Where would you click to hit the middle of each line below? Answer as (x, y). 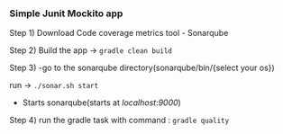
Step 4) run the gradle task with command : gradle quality (119, 121)
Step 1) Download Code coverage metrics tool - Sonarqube (119, 33)
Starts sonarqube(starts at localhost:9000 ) (102, 103)
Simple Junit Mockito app (66, 13)
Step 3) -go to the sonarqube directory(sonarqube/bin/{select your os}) (142, 68)
